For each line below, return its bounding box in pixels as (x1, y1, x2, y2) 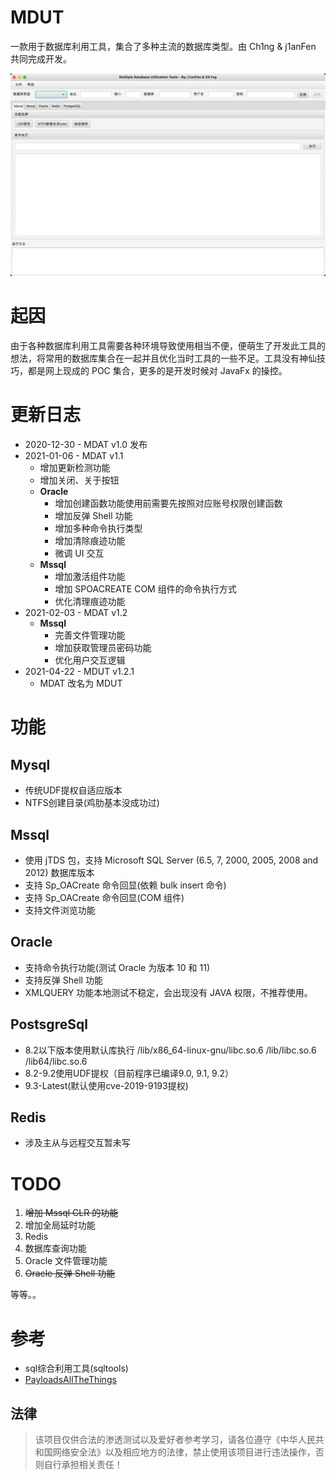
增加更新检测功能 (39, 462, 111, 474)
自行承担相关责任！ (43, 1459, 123, 1471)
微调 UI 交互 (54, 547, 105, 560)
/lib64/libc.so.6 (24, 1055, 88, 1067)
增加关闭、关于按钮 (39, 474, 120, 486)
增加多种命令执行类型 (54, 522, 143, 535)
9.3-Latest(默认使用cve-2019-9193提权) (24, 1079, 189, 1091)
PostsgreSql (10, 1016, 88, 1033)
